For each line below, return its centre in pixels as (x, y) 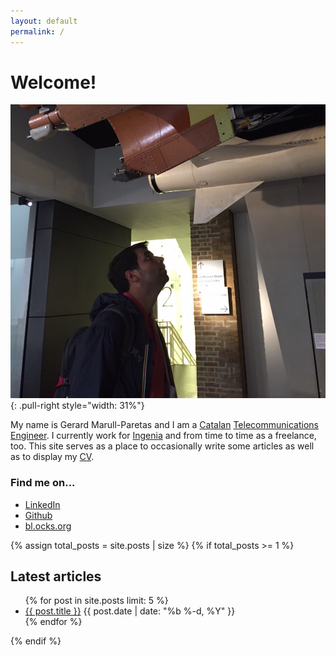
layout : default (44, 21)
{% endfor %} (53, 622)
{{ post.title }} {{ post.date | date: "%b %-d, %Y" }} (130, 611)
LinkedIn (42, 504)
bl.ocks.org (48, 526)
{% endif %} (36, 641)
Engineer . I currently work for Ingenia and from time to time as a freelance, (163, 436)
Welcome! (53, 82)
